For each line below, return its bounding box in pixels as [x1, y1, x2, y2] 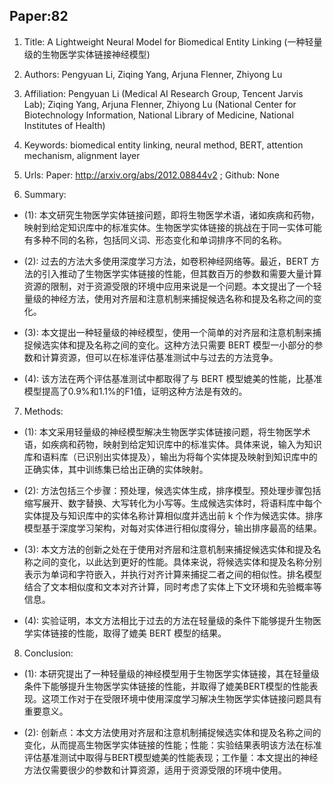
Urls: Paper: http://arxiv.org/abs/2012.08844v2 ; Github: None [23, 169, 280, 181]
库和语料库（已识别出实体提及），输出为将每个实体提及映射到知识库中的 [23, 450, 318, 463]
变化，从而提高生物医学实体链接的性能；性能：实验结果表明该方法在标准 [23, 739, 322, 751]
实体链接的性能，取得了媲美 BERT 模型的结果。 [32, 627, 227, 639]
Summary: [23, 188, 67, 200]
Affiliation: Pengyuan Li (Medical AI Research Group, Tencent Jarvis [23, 87, 304, 99]
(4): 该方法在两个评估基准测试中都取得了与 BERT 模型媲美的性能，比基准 [23, 372, 323, 384]
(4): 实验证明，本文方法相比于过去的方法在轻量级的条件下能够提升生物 [23, 614, 314, 626]
